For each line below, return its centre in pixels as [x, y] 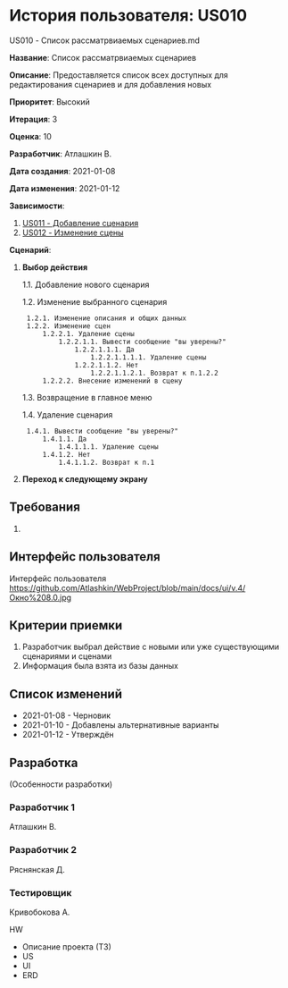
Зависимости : [37, 206]
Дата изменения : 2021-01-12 [65, 188]
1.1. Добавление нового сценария [86, 284]
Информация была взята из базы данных [100, 666]
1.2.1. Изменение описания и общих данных [107, 318]
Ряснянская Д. [37, 869]
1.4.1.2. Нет [66, 454]
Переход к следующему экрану [85, 478]
